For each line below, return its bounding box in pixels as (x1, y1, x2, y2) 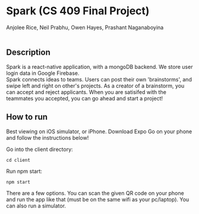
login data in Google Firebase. (6, 70, 80, 77)
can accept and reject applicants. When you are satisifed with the (6, 88, 166, 96)
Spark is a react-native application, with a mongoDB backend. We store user (6, 63, 193, 70)
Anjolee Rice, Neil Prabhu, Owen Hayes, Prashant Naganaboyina (6, 24, 164, 31)
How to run (6, 112, 48, 122)
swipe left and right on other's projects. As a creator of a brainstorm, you (6, 82, 185, 89)
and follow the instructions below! (6, 134, 89, 141)
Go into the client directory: (6, 146, 73, 153)
